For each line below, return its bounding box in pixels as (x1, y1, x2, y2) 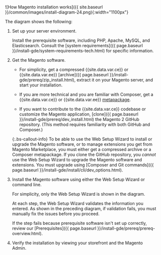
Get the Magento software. (12, 57, 66, 63)
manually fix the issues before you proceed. (12, 211, 100, 217)
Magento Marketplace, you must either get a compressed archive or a (12, 147, 151, 152)
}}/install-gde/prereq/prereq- (97, 225, 155, 231)
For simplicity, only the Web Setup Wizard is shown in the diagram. (12, 191, 146, 197)
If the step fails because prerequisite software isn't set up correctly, (12, 221, 147, 226)
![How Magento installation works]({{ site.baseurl (5, 4, 103, 10)
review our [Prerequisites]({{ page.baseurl (12, 225, 97, 231)
